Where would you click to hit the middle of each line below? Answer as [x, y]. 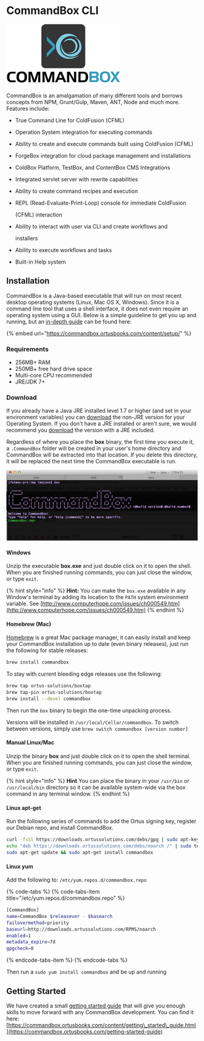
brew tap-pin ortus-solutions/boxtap [54, 692]
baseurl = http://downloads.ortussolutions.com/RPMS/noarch [81, 929]
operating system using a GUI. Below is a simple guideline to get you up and [101, 315]
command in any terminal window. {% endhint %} [68, 794]
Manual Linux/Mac [30, 743]
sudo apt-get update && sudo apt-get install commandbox [80, 853]
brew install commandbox [38, 662]
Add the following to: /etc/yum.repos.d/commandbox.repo [76, 880]
